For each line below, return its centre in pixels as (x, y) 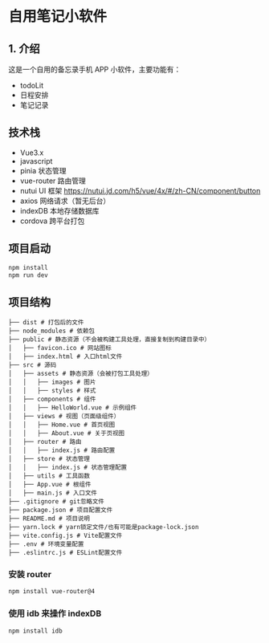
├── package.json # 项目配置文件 (61, 511)
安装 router (30, 575)
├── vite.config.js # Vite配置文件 (65, 536)
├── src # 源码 (33, 365)
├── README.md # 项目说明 (49, 519)
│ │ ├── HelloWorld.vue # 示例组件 (73, 408)
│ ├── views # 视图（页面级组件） (64, 417)
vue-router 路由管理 (53, 181)
